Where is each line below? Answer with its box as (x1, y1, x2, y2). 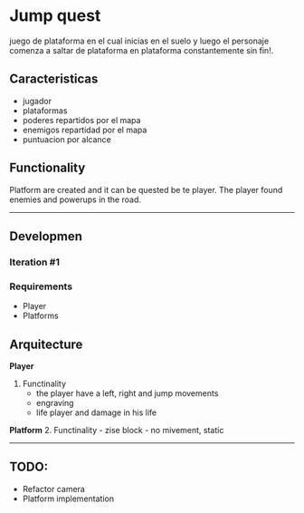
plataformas (22, 105, 68, 116)
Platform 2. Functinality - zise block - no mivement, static (9, 424, 224, 435)
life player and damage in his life (35, 407, 157, 418)
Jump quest (9, 5, 101, 26)
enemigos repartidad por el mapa (22, 124, 147, 135)
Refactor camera (22, 483, 86, 494)
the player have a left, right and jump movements (35, 387, 219, 399)
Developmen (9, 228, 83, 244)
